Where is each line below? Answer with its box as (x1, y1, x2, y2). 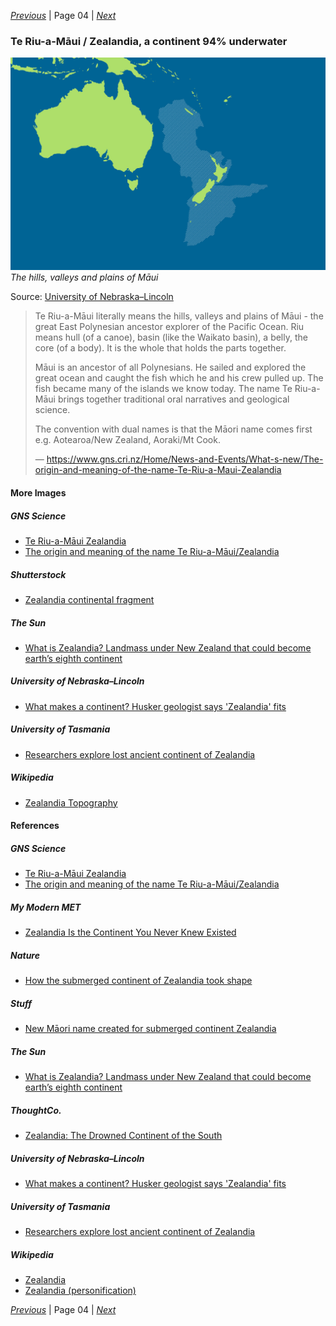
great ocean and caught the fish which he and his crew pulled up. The (34, 372, 324, 384)
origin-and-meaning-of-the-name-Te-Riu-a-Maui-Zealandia (34, 464, 282, 476)
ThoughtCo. (10, 1104, 62, 1116)
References (10, 820, 60, 832)
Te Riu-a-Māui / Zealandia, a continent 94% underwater (10, 34, 288, 48)
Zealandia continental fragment (24, 593, 155, 605)
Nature (10, 949, 40, 961)
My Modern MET (10, 901, 82, 913)
